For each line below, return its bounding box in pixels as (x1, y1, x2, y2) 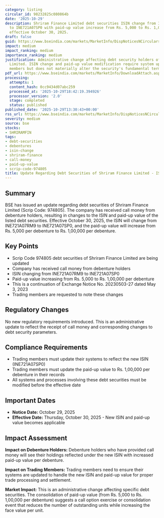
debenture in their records (12, 372, 65, 378)
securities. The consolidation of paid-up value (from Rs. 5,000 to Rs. (5, 492, 143, 497)
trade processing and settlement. (5, 477, 72, 483)
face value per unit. (5, 507, 44, 513)
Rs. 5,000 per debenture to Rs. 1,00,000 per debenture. (5, 228, 116, 234)
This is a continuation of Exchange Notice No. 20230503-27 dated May (12, 281, 156, 287)
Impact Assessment (5, 434, 67, 442)
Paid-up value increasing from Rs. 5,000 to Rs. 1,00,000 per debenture (12, 276, 155, 282)
